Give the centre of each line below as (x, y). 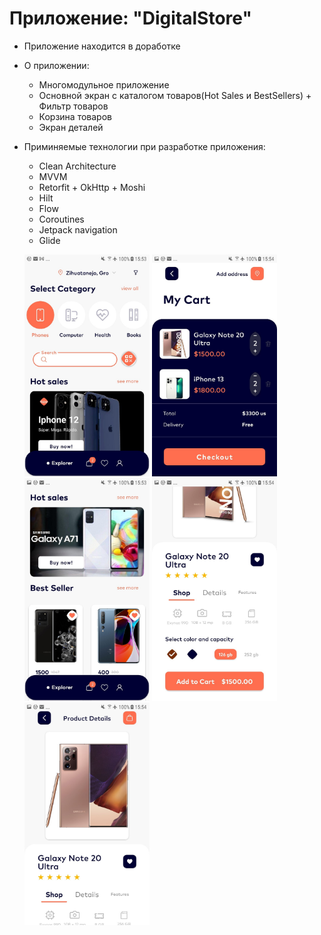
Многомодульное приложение (104, 84)
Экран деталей (71, 127)
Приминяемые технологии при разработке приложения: (144, 146)
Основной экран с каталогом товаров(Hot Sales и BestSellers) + (175, 95)
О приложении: (56, 65)
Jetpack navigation (78, 229)
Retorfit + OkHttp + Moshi (92, 187)
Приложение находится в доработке (102, 46)
